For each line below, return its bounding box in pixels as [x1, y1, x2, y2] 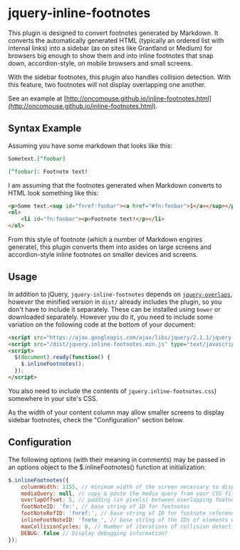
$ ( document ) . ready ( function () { [14, 354, 111, 361]
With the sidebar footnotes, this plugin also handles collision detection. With [8, 73, 231, 81]
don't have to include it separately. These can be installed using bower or [8, 305, 221, 313]
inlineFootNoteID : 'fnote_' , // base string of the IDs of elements [21, 516, 229, 524]
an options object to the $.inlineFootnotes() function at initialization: [8, 462, 207, 472]
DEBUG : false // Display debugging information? [21, 529, 168, 536]
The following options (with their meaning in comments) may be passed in [8, 455, 226, 464]
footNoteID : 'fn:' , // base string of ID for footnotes [21, 503, 191, 511]
